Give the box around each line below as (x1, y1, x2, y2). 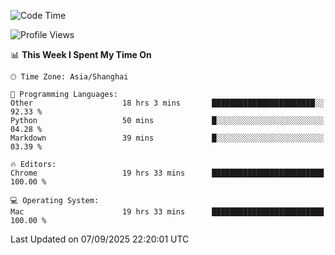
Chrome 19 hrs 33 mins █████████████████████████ (10, 168, 325, 178)
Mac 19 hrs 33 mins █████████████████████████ (10, 207, 325, 217)
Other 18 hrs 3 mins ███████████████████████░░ (10, 98, 325, 108)
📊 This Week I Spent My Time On (10, 49, 152, 60)
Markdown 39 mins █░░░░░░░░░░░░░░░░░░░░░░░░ (10, 133, 325, 143)
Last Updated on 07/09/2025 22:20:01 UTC (10, 233, 190, 245)
